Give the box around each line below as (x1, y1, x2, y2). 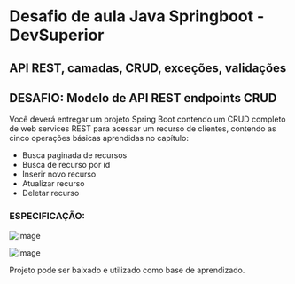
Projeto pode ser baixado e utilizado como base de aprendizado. (9, 264, 245, 275)
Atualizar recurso (21, 178, 86, 189)
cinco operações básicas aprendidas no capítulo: (9, 133, 189, 144)
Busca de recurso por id (21, 160, 111, 170)
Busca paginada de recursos (21, 150, 128, 161)
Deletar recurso (21, 188, 80, 199)
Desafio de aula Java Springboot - (9, 6, 265, 27)
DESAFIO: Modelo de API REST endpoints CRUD (9, 91, 277, 106)
